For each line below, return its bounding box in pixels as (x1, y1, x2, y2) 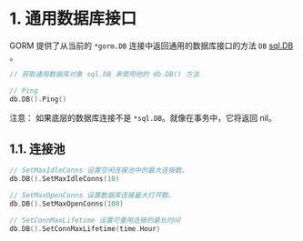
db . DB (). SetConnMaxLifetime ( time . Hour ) (9, 224, 161, 233)
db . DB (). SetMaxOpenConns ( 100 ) (9, 199, 125, 208)
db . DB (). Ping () (9, 95, 67, 104)
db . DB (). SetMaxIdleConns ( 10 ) (9, 175, 120, 184)
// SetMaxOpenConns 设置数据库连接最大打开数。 (9, 191, 176, 200)
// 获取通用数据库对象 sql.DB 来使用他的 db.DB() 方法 (9, 69, 200, 78)
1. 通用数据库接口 (9, 8, 137, 29)
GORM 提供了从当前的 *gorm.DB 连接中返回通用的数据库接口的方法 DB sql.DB (9, 40, 294, 51)
